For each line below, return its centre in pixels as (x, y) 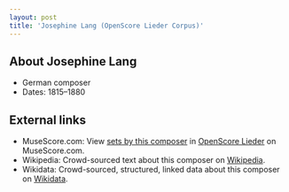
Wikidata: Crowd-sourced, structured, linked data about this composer (151, 170)
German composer (56, 83)
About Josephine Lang (73, 61)
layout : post (33, 17)
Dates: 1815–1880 (54, 92)
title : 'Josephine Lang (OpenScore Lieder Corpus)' (106, 26)
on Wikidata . (45, 179)
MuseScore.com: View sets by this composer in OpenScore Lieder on (149, 142)
